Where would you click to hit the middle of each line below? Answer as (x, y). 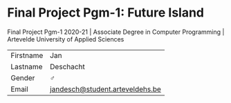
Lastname (27, 66)
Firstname (27, 55)
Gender (23, 77)
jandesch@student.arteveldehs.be (105, 89)
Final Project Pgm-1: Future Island (105, 13)
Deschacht (67, 66)
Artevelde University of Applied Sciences (66, 39)
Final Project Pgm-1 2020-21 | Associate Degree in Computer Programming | (116, 32)
